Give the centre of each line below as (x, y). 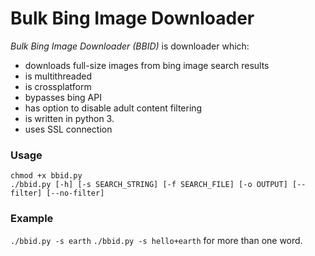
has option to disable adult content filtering (113, 108)
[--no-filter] (75, 193)
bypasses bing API (63, 97)
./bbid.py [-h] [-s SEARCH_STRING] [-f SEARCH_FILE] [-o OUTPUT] (149, 185)
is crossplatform (58, 86)
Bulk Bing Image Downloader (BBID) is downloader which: (130, 46)
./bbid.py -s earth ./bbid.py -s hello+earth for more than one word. (156, 240)
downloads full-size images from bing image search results (147, 65)
